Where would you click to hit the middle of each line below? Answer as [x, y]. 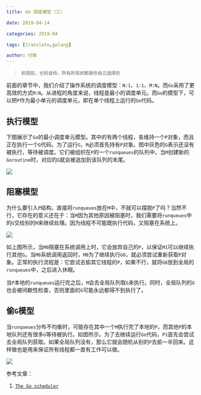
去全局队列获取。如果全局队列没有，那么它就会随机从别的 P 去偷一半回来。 [97, 342]
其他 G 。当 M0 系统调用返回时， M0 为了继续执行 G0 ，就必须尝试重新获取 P [96, 254]
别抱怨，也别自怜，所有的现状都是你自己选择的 [71, 73]
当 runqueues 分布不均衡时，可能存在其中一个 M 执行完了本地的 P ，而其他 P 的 [97, 327]
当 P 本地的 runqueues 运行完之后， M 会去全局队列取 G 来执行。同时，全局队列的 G [101, 282]
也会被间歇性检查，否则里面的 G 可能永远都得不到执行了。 [76, 290]
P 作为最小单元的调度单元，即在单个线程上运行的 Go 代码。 [87, 100]
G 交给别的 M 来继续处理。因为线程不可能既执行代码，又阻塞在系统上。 [96, 223]
